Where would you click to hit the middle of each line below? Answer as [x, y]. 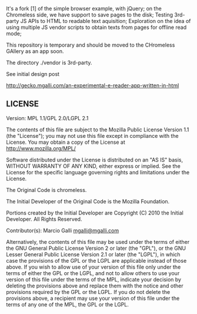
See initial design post [33, 74]
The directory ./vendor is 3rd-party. [49, 62]
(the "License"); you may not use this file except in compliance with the [92, 135]
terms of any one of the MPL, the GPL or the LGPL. [68, 304]
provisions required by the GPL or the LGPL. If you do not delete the [88, 292]
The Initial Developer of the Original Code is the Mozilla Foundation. [88, 201]
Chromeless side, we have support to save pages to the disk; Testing [90, 15]
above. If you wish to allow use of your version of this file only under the [94, 267]
